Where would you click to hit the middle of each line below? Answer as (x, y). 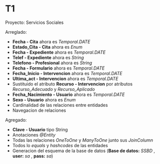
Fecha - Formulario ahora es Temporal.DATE (58, 68)
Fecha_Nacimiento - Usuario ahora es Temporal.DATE (69, 94)
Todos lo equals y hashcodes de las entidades (60, 145)
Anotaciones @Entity (34, 135)
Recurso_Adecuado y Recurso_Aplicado (54, 89)
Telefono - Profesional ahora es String (52, 63)
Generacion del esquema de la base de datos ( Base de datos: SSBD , (84, 151)
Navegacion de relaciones (39, 110)
